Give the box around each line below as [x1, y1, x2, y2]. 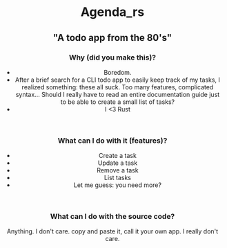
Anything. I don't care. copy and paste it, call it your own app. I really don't [6, 227, 219, 236]
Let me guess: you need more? [73, 181, 162, 189]
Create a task [99, 152, 137, 160]
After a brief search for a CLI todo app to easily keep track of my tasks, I [14, 76, 221, 84]
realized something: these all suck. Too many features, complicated [21, 82, 214, 91]
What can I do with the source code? [50, 212, 175, 222]
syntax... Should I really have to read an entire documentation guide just [15, 90, 220, 98]
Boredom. [103, 68, 132, 76]
